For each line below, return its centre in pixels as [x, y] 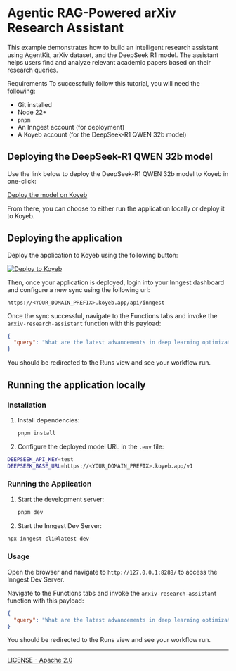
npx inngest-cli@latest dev [48, 539]
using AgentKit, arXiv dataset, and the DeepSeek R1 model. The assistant [113, 55]
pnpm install [37, 433]
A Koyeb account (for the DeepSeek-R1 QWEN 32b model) [102, 134]
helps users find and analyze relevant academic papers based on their [109, 62]
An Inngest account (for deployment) [71, 127]
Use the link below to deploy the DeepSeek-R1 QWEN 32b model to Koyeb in [118, 173]
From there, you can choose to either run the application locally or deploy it [116, 208]
